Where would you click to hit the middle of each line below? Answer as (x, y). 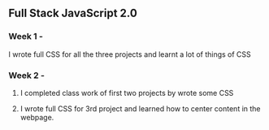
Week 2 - (26, 75)
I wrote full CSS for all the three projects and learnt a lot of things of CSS (130, 54)
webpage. (37, 117)
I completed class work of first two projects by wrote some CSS (127, 93)
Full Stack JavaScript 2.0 (73, 13)
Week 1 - (26, 37)
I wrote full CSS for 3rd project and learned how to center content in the (141, 108)
